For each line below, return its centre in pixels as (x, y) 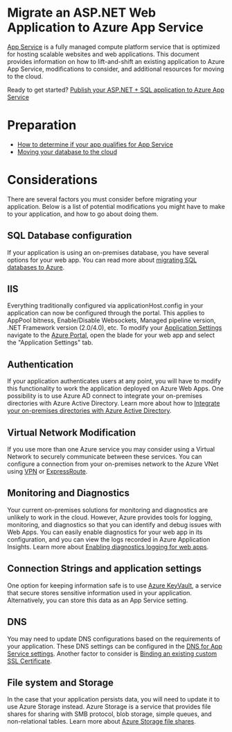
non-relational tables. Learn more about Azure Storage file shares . (101, 722)
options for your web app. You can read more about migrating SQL (102, 260)
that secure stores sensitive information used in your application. (100, 592)
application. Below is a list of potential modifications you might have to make (116, 206)
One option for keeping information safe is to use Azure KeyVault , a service (114, 585)
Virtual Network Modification (72, 432)
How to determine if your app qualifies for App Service (95, 144)
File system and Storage (61, 682)
